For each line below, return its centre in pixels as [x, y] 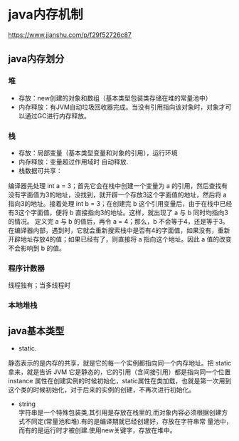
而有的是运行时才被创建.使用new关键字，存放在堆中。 [97, 430]
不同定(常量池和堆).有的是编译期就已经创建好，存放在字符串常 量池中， [128, 421]
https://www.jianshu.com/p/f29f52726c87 [70, 35]
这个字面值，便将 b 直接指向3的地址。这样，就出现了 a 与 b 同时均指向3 [123, 212]
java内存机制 [46, 15]
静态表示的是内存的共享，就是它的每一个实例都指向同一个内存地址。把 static [120, 363]
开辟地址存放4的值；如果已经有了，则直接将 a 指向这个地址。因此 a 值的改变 [120, 239]
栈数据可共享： [40, 170]
